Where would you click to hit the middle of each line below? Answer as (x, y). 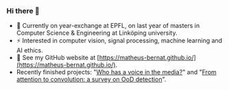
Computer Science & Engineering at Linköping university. (97, 33)
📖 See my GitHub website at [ (58, 58)
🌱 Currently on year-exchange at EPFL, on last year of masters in (108, 26)
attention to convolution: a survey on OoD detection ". (91, 79)
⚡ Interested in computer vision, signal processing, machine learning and (119, 41)
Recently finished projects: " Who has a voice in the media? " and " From (116, 72)
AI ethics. (29, 50)
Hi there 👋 (23, 11)
